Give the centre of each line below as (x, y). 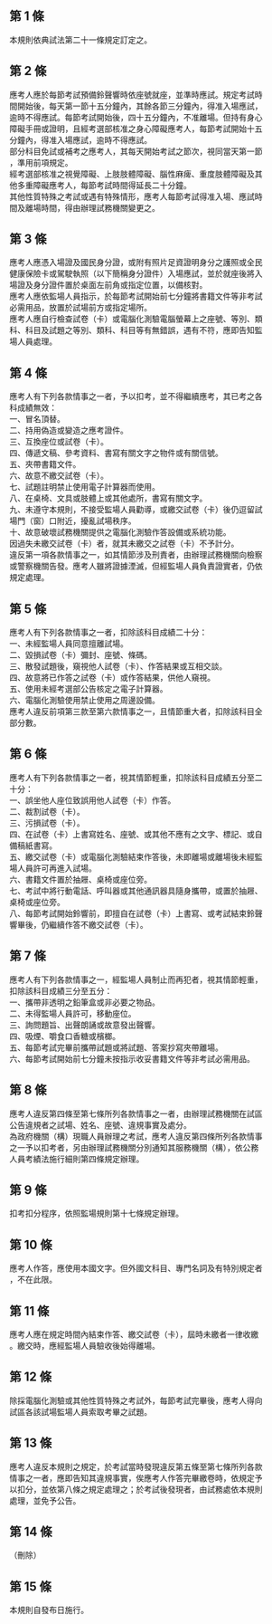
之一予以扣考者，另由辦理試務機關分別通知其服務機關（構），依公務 (134, 1147)
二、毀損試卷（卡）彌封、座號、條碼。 (80, 655)
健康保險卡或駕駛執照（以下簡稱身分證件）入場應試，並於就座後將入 (136, 273)
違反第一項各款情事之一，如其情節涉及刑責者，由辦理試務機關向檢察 (136, 555)
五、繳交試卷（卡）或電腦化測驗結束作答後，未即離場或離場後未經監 (136, 856)
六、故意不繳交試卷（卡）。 (59, 476)
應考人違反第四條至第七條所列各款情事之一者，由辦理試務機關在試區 (136, 1113)
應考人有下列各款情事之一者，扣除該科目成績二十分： (108, 633)
